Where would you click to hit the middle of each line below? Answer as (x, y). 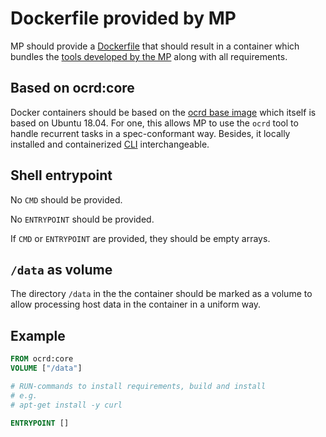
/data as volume (61, 269)
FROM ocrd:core (42, 359)
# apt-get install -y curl (66, 405)
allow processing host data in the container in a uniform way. (136, 304)
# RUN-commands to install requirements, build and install (138, 386)
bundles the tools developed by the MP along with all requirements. (149, 56)
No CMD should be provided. (66, 199)
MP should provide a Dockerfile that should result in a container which (155, 46)
